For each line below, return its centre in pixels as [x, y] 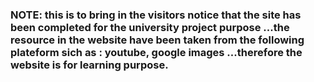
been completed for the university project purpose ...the [150, 27]
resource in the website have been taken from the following [157, 40]
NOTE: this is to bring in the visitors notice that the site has [156, 15]
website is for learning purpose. [89, 65]
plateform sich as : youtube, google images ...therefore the [156, 52]
